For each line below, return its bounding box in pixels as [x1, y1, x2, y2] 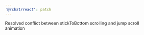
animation [5, 25, 25, 31]
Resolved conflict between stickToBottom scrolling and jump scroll [5, 20, 140, 26]
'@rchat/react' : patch [5, 7, 51, 12]
